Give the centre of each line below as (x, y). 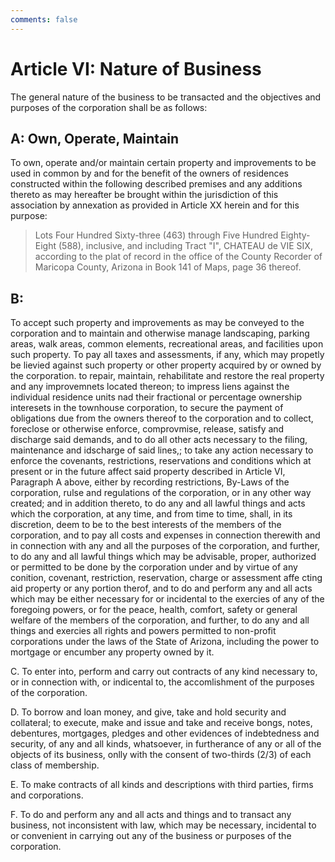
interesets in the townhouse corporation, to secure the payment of (147, 408)
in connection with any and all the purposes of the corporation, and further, (165, 546)
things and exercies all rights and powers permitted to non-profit (143, 631)
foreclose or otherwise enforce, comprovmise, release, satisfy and (147, 429)
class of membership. (55, 765)
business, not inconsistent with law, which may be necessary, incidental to (163, 825)
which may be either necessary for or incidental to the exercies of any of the (167, 599)
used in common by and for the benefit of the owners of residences (149, 173)
